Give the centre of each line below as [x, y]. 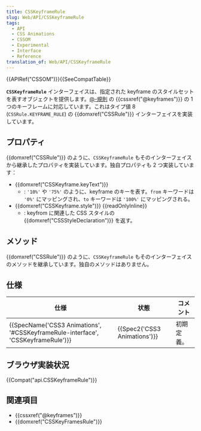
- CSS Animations [33, 34]
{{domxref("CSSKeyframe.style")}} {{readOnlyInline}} [81, 206]
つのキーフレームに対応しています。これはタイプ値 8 [71, 106]
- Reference [27, 56]
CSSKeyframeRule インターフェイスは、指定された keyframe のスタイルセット [100, 91]
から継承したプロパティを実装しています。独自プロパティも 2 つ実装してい [98, 165]
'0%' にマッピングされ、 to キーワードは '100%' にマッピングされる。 [108, 199]
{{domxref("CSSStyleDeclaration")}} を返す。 [80, 221]
